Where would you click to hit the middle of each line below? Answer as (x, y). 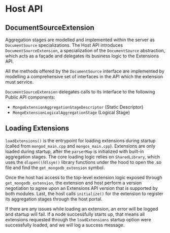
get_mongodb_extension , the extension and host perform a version (74, 183)
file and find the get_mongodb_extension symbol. (55, 168)
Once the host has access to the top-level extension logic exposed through (84, 177)
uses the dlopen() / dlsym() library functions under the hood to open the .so (83, 162)
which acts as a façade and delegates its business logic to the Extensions (82, 56)
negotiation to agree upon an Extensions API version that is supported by (82, 188)
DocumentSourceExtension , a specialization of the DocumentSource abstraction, (85, 51)
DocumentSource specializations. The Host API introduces (64, 45)
